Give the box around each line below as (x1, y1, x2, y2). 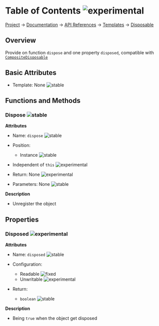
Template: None (12, 82, 45, 88)
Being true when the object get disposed (12, 315, 97, 321)
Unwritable (19, 276, 43, 282)
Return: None (12, 171, 40, 178)
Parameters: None (12, 181, 50, 187)
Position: (12, 142, 31, 148)
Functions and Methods (5, 96, 81, 105)
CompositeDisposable (5, 55, 48, 60)
